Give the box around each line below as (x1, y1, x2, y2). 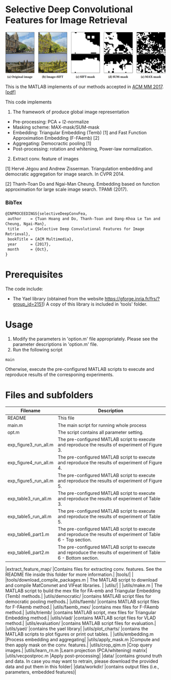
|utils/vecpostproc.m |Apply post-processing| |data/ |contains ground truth (5, 653, 162, 659)
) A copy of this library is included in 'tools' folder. (43, 301, 148, 307)
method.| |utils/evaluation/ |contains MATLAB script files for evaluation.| (5, 620, 156, 626)
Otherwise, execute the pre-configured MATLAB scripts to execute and (5, 366, 154, 372)
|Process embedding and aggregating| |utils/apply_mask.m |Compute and (5, 637, 160, 643)
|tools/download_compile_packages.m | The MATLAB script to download (5, 577, 158, 583)
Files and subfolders (5, 389, 94, 401)
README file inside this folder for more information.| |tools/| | (5, 571, 134, 577)
